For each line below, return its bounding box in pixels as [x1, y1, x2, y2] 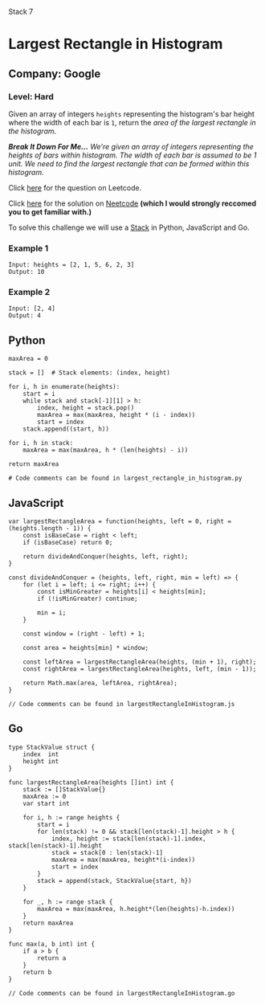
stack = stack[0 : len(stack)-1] [51, 848, 163, 856]
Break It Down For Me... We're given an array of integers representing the [8, 141, 255, 151]
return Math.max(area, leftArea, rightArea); [22, 679, 178, 688]
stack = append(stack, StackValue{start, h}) [37, 876, 193, 884]
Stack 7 [8, 7, 34, 16]
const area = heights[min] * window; [22, 644, 149, 652]
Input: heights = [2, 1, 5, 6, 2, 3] [8, 261, 135, 269]
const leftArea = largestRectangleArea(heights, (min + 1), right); [22, 658, 257, 666]
